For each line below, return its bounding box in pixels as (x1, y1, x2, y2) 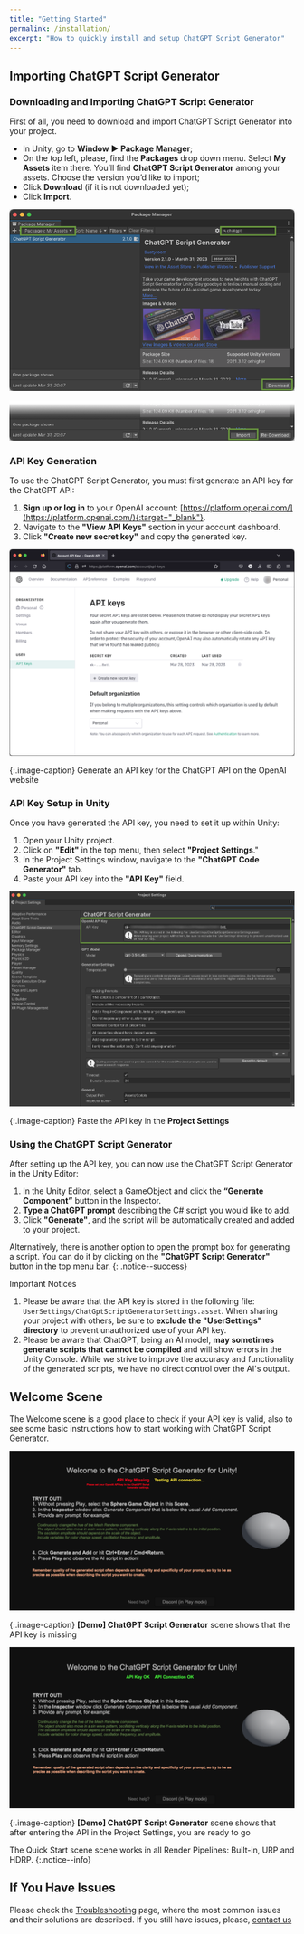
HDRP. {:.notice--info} (9, 1853, 92, 1864)
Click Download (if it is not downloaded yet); (22, 182, 190, 193)
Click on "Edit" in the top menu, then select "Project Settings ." (22, 844, 260, 855)
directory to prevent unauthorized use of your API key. (22, 1324, 227, 1335)
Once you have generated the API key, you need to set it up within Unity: (9, 817, 280, 828)
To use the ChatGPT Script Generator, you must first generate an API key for (9, 475, 294, 486)
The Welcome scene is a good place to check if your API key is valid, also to (9, 1413, 293, 1424)
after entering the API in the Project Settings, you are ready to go (9, 1826, 251, 1837)
